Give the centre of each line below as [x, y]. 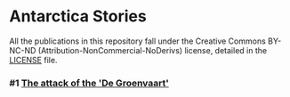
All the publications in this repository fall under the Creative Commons [138, 41]
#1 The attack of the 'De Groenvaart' [89, 83]
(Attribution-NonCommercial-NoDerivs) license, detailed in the [153, 50]
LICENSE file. [33, 60]
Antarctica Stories [78, 16]
